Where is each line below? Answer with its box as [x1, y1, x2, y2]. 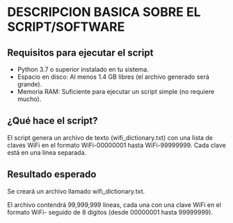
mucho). [17, 95, 42, 103]
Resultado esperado [7, 169, 97, 180]
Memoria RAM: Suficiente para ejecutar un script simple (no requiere [17, 88, 215, 95]
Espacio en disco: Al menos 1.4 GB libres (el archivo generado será [17, 72, 210, 81]
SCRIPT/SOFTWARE [7, 19, 125, 35]
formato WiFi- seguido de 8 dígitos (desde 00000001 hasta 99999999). [7, 208, 214, 216]
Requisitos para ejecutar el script [7, 47, 154, 59]
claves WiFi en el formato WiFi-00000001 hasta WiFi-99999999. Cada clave [7, 141, 226, 149]
